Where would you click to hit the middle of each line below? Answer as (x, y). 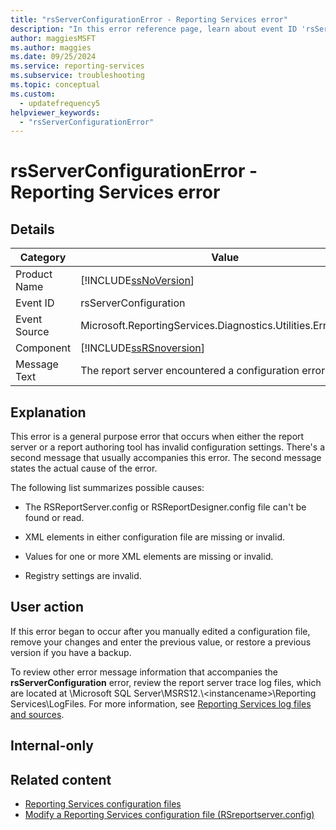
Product (34, 274)
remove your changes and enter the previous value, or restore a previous (161, 642)
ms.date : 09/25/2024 (53, 57)
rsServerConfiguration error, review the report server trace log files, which (166, 682)
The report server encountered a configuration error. (204, 371)
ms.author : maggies (51, 47)
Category (43, 258)
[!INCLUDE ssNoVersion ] (137, 281)
